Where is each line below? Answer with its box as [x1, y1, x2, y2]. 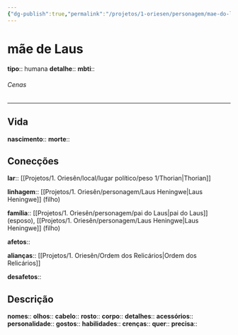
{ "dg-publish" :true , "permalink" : [7, 10, 106, 18]
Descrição [7, 293, 54, 305]
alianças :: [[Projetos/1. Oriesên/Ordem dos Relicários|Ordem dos [7, 251, 197, 260]
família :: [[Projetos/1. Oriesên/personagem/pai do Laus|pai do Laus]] [7, 209, 208, 217]
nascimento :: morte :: [7, 135, 70, 143]
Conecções [7, 155, 59, 167]
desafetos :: [7, 273, 42, 281]
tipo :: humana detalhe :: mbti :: [7, 64, 96, 73]
